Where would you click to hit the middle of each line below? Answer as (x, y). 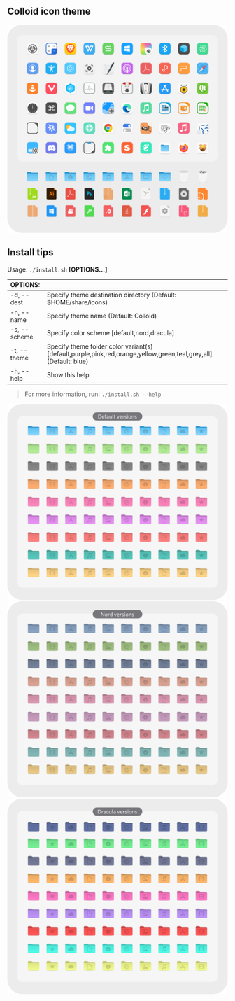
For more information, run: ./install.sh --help (93, 394)
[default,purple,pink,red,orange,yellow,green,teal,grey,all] (129, 354)
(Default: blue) (67, 362)
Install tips (30, 252)
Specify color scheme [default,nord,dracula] (111, 333)
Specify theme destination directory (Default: (112, 295)
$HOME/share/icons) (77, 302)
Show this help (68, 374)
